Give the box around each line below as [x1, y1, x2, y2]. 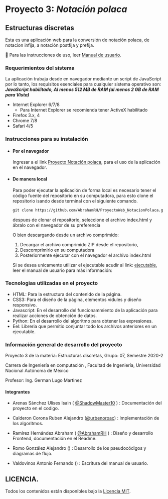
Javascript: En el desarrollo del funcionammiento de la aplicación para [12, 307, 158, 313]
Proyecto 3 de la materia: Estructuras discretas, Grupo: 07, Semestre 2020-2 [5, 353, 163, 359]
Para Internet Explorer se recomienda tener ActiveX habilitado [20, 107, 148, 113]
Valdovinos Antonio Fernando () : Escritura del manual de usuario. [12, 460, 148, 466]
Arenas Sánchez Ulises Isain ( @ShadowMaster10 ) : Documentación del [12, 400, 162, 406]
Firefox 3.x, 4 [12, 112, 40, 119]
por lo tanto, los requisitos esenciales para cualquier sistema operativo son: [5, 81, 161, 87]
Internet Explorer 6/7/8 [12, 102, 60, 108]
